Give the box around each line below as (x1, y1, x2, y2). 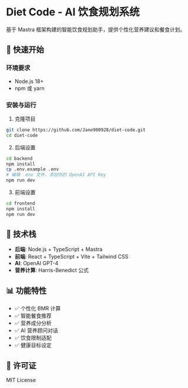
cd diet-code (6, 132, 38, 138)
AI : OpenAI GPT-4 (14, 260, 59, 267)
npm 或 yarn (14, 85, 45, 92)
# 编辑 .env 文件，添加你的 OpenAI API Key (6, 172, 106, 178)
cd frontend (6, 200, 35, 206)
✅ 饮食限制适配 (14, 335, 52, 342)
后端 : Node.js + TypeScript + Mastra (14, 246, 103, 253)
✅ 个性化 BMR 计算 (14, 305, 61, 312)
